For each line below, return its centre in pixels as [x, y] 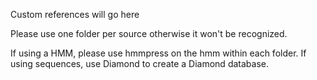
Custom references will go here [75, 14]
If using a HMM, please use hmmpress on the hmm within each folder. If [158, 53]
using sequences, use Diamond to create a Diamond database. [139, 63]
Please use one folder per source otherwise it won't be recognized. [149, 33]
